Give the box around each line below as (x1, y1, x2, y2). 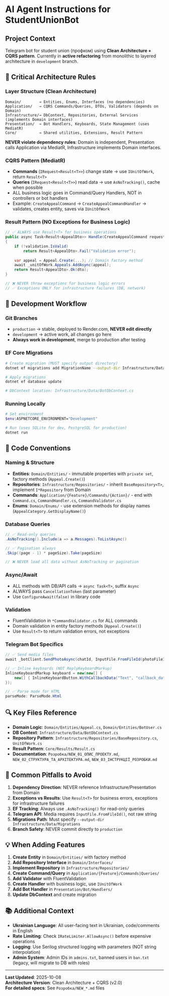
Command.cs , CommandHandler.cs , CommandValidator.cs (12, 497, 122, 503)
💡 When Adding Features (5, 840, 86, 849)
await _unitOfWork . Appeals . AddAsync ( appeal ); (14, 263, 112, 268)
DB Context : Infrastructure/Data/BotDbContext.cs (12, 730, 119, 735)
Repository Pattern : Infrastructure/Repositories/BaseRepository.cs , (12, 735, 158, 741)
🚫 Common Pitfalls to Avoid (5, 771, 92, 780)
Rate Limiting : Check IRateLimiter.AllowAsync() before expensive (12, 933, 151, 939)
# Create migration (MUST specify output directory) (5, 361, 118, 366)
